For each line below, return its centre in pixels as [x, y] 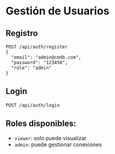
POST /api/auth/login [33, 105]
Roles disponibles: [41, 124]
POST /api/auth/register [37, 47]
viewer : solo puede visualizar [50, 138]
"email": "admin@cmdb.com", [46, 58]
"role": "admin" [31, 68]
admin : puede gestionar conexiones [58, 144]
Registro [22, 33]
